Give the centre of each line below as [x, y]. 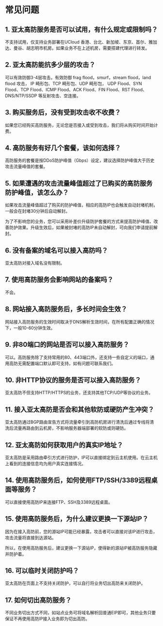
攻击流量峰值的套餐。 [26, 167]
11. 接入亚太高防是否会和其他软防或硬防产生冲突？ [80, 409]
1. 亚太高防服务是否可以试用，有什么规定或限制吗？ [81, 29]
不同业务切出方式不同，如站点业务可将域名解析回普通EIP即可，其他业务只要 [81, 613]
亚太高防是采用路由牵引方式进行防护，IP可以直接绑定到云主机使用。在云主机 [81, 457]
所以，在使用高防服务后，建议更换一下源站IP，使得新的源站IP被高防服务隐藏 [81, 548]
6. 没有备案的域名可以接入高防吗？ [57, 250]
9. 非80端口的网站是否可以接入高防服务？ [67, 345]
